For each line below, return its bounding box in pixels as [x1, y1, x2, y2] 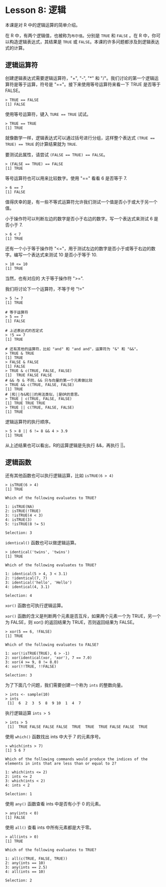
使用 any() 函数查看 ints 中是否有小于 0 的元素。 [5, 800, 103, 806]
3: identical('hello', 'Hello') [5, 580, 72, 585]
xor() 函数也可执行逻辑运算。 [5, 602, 66, 608]
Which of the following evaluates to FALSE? [5, 642, 99, 647]
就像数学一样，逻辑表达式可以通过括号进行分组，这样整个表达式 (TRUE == [5, 135, 155, 141]
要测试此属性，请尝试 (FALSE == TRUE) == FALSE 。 [5, 151, 108, 157]
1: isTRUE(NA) [5, 504, 35, 509]
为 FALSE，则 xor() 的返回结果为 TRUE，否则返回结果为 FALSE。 [5, 619, 137, 625]
